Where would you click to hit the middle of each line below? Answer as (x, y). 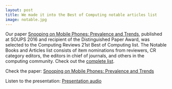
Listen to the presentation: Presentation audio (53, 81)
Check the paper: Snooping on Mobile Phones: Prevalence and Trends (80, 71)
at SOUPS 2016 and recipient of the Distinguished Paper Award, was (78, 39)
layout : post (19, 10)
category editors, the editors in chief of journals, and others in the (75, 56)
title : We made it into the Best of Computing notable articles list (81, 15)
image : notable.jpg (26, 19)
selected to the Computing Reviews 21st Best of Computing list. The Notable (86, 45)
